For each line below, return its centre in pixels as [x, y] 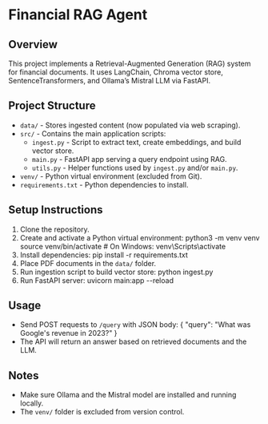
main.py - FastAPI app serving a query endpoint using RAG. [129, 159]
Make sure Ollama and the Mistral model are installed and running [128, 395]
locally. [32, 403]
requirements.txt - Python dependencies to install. [104, 184]
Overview [33, 44]
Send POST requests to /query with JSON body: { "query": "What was [135, 325]
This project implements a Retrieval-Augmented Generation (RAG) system [130, 63]
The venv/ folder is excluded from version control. [102, 412]
